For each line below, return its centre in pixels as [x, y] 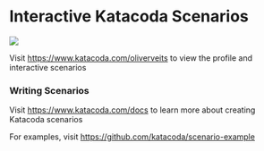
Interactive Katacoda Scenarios [129, 17]
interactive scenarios [48, 67]
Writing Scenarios [49, 90]
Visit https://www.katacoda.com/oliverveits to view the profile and [131, 58]
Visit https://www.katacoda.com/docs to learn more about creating [132, 110]
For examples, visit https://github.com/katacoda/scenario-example [132, 137]
